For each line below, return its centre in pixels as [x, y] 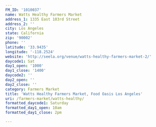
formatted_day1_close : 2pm [33, 113]
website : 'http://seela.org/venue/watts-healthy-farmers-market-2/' [79, 56]
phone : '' [16, 43]
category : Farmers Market [32, 89]
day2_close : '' [21, 84]
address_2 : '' [20, 24]
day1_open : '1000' [24, 66]
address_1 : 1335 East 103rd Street [43, 19]
